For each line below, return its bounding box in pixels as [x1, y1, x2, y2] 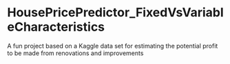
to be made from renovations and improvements [7, 49, 144, 57]
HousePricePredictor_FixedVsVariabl [7, 5, 224, 20]
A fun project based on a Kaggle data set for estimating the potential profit [7, 42, 218, 50]
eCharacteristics [7, 19, 105, 35]
